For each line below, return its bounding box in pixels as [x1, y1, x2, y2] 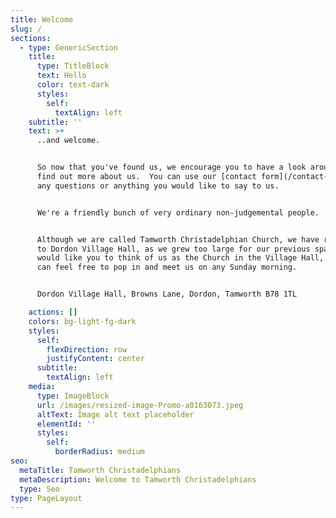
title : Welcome [10, 14, 74, 25]
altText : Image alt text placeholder [36, 409, 195, 420]
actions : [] [28, 307, 78, 317]
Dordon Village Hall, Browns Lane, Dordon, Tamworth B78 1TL [36, 289, 298, 300]
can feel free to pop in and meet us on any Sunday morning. [36, 262, 298, 273]
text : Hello [36, 71, 87, 81]
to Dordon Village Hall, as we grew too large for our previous [36, 244, 311, 254]
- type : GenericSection [19, 42, 118, 53]
